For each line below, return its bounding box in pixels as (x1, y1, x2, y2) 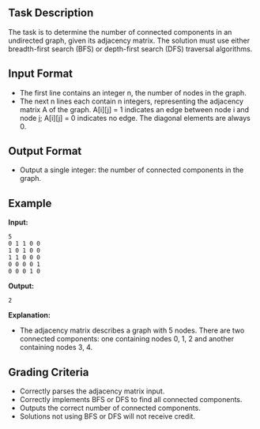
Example (8, 197, 52, 210)
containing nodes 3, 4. (19, 343, 93, 352)
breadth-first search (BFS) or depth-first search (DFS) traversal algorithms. (8, 43, 253, 54)
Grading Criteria (8, 365, 89, 378)
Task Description (8, 6, 94, 20)
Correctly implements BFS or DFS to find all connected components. (19, 395, 243, 405)
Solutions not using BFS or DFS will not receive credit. (19, 412, 196, 421)
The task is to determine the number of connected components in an (8, 27, 232, 36)
